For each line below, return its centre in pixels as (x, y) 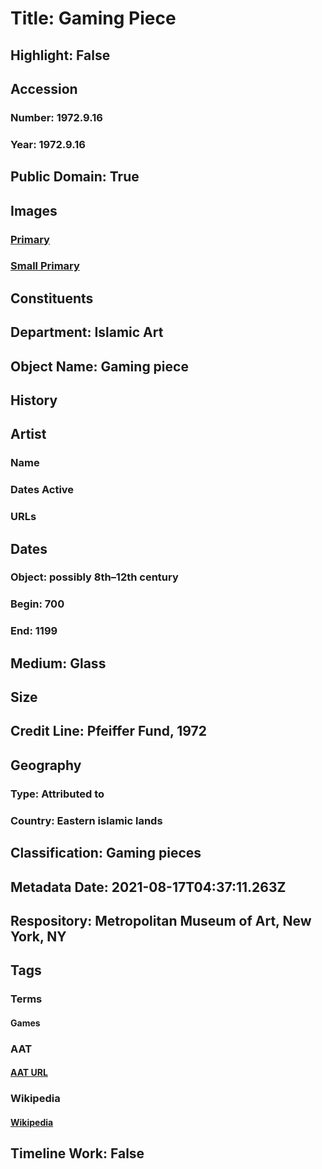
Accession (44, 88)
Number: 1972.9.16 (56, 117)
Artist (28, 434)
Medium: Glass (58, 663)
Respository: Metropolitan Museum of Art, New (161, 920)
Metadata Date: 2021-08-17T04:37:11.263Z (148, 887)
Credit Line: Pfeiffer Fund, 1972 (109, 731)
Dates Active (42, 490)
